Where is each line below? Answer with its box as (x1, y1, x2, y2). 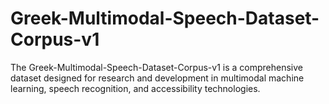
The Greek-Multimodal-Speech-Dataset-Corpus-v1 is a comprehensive (10, 61, 303, 73)
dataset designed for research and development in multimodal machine (10, 72, 305, 84)
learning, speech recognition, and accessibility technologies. (10, 82, 261, 94)
